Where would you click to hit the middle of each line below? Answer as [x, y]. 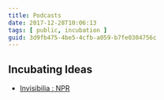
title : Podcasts [35, 15]
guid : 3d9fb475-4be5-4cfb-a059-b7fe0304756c [82, 37]
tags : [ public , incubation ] [58, 30]
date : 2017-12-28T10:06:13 [52, 23]
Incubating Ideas [50, 69]
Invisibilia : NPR [45, 88]
